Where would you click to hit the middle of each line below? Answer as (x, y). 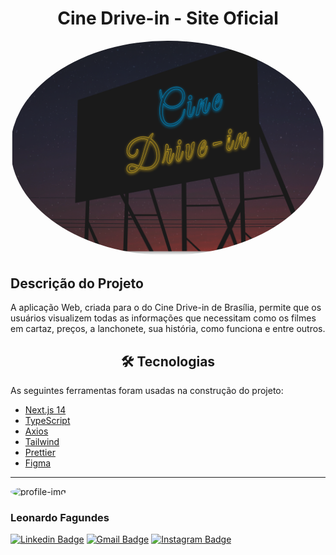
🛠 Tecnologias (168, 361)
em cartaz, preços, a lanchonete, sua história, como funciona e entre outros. (168, 329)
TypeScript (47, 421)
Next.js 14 (45, 410)
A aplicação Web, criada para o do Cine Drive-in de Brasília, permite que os (166, 308)
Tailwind (42, 442)
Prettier (40, 453)
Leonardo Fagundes (60, 518)
